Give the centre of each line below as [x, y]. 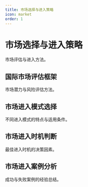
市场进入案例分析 [31, 166]
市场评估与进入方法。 [27, 59]
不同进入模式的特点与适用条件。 [37, 119]
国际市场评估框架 [31, 76]
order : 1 [14, 19]
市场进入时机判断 [31, 137]
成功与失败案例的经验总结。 [33, 179]
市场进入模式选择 [31, 107]
